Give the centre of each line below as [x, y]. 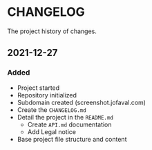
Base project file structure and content [72, 139]
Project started [38, 88]
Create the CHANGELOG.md [51, 110]
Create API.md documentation [69, 124]
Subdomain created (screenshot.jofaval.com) [82, 102]
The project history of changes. [52, 31]
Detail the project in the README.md [65, 117]
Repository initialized [47, 95]
